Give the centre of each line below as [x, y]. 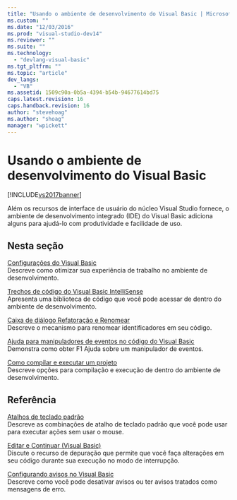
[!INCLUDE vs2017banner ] [45, 195]
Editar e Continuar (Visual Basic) [54, 446]
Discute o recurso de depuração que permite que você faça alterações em [116, 453]
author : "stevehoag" [38, 112]
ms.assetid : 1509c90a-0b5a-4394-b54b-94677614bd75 [83, 93]
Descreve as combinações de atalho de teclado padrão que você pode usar [117, 424]
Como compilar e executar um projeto [62, 363]
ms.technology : [30, 54]
